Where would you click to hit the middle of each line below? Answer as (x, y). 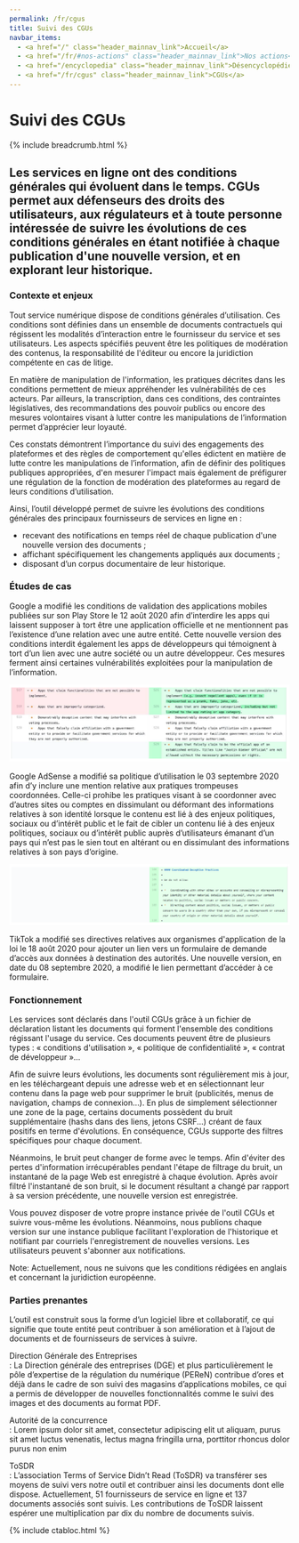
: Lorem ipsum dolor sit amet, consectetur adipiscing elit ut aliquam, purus (145, 1430)
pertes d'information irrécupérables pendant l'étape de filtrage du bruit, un (146, 1167)
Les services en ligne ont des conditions (123, 173)
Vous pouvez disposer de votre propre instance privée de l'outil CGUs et (142, 1212)
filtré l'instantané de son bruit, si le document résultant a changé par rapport (149, 1186)
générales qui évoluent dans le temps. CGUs (135, 187)
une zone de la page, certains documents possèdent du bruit (121, 1111)
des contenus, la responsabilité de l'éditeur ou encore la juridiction (131, 352)
